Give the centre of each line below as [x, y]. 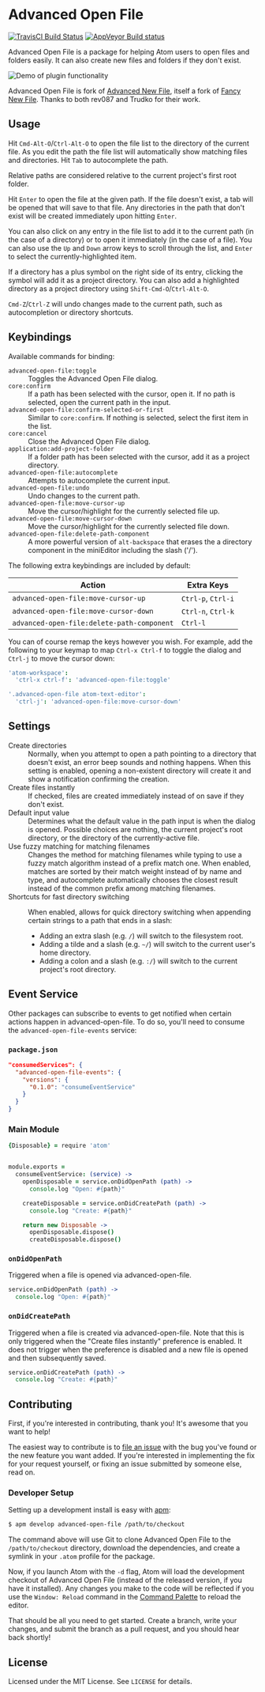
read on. [22, 1472]
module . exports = [37, 1167]
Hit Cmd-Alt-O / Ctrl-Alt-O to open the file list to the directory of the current [129, 143]
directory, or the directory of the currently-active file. [114, 838]
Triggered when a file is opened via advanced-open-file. [100, 1275]
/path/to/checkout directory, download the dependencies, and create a [124, 1548]
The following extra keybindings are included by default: [99, 565]
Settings [30, 727]
